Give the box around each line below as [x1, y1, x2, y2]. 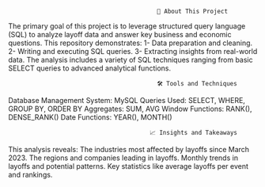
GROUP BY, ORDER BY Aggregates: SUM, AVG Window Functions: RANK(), [8, 104, 252, 113]
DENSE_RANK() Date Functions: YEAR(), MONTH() [8, 113, 172, 122]
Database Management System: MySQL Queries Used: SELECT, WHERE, [8, 96, 245, 105]
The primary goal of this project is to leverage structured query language [8, 21, 246, 31]
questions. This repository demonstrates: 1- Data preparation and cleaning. [8, 38, 253, 48]
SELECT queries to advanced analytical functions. [8, 63, 172, 73]
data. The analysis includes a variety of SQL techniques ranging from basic [8, 55, 253, 64]
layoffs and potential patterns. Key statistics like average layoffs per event [8, 162, 249, 170]
